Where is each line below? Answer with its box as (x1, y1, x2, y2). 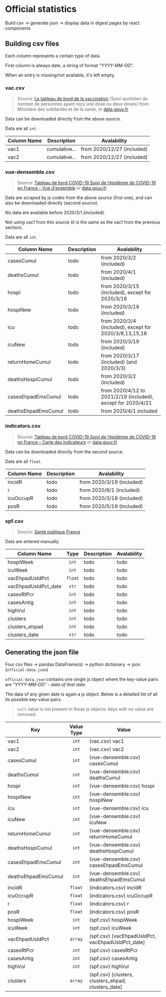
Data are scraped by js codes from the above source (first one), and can (5, 195, 152, 201)
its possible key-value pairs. (5, 696, 62, 702)
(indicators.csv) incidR (89, 884, 142, 891)
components (5, 25, 31, 31)
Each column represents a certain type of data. (5, 53, 101, 59)
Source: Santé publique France (17, 529, 81, 535)
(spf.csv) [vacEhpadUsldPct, (89, 932, 157, 939)
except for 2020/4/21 (101, 400, 152, 407)
